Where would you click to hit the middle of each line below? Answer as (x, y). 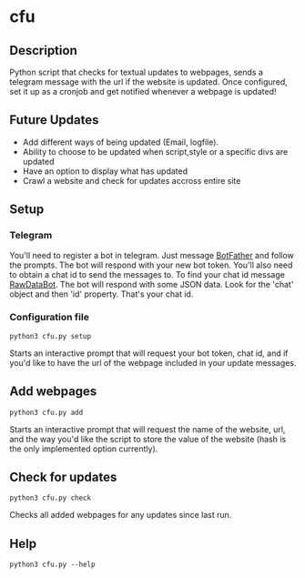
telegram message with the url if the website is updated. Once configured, (149, 82)
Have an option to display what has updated (105, 171)
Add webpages (53, 392)
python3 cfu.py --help (52, 565)
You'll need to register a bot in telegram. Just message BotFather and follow (152, 255)
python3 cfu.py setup (51, 336)
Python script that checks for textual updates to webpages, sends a (137, 72)
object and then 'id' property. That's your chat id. (102, 294)
